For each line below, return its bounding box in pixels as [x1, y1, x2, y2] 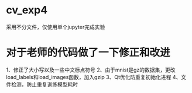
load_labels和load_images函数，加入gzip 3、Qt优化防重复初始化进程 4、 [6, 73, 181, 80]
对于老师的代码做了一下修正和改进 [6, 46, 171, 59]
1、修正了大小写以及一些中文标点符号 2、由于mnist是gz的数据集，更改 [6, 66, 176, 73]
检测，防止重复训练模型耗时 [11, 81, 78, 88]
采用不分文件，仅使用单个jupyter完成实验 [6, 23, 105, 30]
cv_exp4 [6, 3, 48, 17]
